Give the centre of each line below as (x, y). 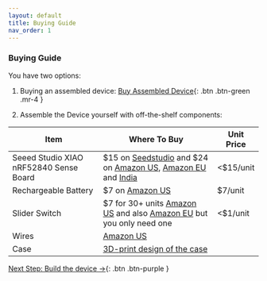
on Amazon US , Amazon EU (155, 167)
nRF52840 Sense (45, 167)
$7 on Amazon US (137, 190)
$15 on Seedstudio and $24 (156, 157)
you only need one (137, 223)
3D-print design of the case (155, 248)
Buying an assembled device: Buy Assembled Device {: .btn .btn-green (135, 90)
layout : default (35, 15)
